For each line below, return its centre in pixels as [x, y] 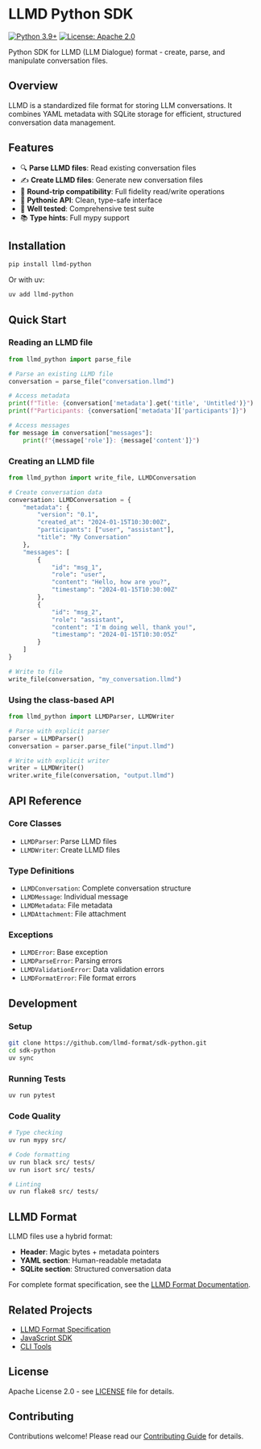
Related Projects [50, 1310]
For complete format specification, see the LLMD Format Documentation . [130, 1285]
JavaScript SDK [46, 1338]
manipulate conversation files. [58, 60]
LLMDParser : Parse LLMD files [68, 841]
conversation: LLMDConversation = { [70, 500]
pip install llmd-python [50, 264]
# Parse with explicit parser [59, 731]
